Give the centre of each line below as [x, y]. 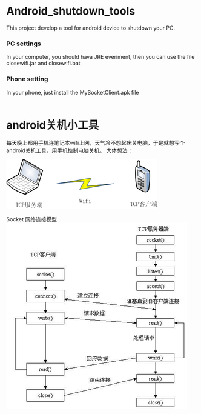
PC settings [24, 44]
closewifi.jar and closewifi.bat [43, 63]
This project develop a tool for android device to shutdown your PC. [91, 28]
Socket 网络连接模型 [32, 219]
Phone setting [27, 79]
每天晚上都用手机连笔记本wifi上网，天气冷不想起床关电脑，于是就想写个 [96, 143]
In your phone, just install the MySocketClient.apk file [73, 92]
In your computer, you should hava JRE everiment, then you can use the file [100, 57]
